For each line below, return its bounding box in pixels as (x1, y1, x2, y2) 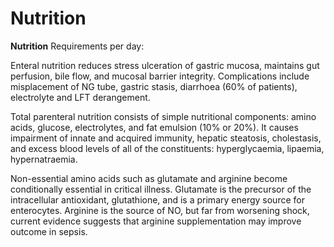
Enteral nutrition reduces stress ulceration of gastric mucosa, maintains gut (10, 59, 320, 71)
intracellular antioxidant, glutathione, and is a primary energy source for (10, 193, 305, 206)
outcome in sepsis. (10, 225, 88, 237)
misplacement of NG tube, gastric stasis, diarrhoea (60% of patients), (10, 80, 298, 92)
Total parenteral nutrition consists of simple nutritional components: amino (10, 110, 317, 122)
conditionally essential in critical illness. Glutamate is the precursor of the (10, 183, 312, 195)
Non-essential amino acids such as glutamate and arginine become (10, 172, 288, 184)
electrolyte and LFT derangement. (10, 91, 151, 103)
